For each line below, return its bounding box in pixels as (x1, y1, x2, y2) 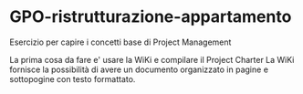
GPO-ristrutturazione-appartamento (9, 6, 292, 27)
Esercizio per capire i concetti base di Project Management (9, 37, 232, 47)
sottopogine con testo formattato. (9, 73, 136, 84)
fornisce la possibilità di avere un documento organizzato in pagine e (9, 64, 269, 75)
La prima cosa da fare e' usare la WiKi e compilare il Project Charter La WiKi (9, 54, 295, 65)
